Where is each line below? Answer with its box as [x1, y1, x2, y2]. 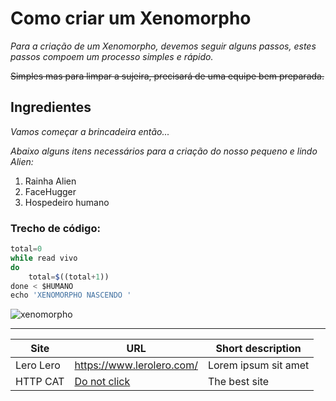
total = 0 [10, 244, 43, 254]
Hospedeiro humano [24, 196, 110, 208]
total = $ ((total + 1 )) [28, 272, 110, 282]
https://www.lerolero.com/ [74, 358, 198, 372]
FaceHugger [24, 185, 77, 197]
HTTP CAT [15, 375, 65, 389]
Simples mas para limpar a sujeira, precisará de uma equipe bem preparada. [10, 70, 325, 82]
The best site [207, 375, 270, 389]
